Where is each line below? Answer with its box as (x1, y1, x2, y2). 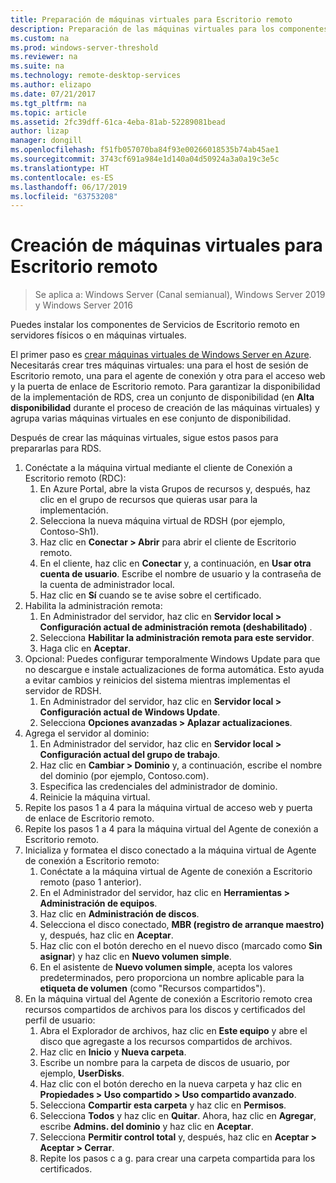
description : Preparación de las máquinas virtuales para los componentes (10, 24, 329, 34)
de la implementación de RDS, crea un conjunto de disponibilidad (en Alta (10, 391, 315, 403)
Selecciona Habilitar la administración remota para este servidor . (39, 632, 315, 644)
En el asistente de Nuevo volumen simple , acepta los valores (39, 961, 293, 973)
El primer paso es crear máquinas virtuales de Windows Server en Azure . (10, 349, 312, 361)
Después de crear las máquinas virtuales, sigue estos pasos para (10, 432, 279, 444)
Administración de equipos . (39, 897, 158, 910)
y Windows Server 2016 (34, 299, 133, 311)
